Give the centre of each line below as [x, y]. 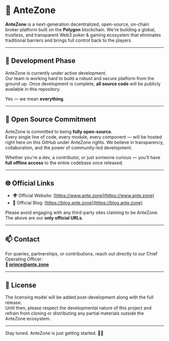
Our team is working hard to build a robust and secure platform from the [80, 78]
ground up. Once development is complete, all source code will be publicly [83, 84]
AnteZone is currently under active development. [56, 73]
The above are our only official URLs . [44, 218]
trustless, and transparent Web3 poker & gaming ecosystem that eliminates [83, 35]
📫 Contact [23, 239]
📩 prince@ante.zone [27, 264]
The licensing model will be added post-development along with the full [79, 297]
